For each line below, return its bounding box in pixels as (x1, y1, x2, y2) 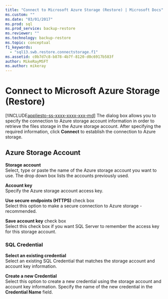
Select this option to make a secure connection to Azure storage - (5, 202, 142, 209)
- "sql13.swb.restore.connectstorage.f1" (10, 49, 98, 54)
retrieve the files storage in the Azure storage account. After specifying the (5, 123, 161, 129)
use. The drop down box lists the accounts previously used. (5, 172, 130, 179)
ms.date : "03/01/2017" (5, 17, 53, 22)
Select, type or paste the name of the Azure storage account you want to (5, 167, 157, 173)
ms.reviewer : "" (5, 31, 39, 36)
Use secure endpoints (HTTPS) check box (5, 197, 95, 203)
